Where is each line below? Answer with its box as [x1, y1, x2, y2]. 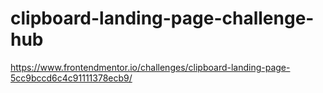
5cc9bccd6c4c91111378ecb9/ [10, 72, 133, 84]
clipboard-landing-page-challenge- [10, 7, 315, 30]
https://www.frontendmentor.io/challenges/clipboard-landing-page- [10, 61, 291, 73]
